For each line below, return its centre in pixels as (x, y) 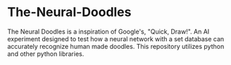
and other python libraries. (46, 54)
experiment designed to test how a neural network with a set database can (116, 38)
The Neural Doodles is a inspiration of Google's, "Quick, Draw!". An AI (108, 31)
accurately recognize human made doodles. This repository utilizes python (116, 46)
